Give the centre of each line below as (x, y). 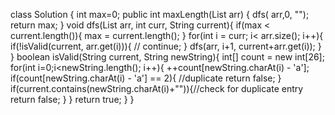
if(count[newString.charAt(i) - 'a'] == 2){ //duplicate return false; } (146, 78)
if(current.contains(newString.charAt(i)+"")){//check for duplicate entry (157, 88)
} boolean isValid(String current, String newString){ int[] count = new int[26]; (167, 57)
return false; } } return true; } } (72, 99)
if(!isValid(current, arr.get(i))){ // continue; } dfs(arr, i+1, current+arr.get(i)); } (166, 46)
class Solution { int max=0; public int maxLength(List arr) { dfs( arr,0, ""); (160, 14)
